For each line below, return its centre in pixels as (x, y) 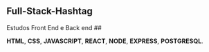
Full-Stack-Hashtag (49, 11)
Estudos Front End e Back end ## (54, 27)
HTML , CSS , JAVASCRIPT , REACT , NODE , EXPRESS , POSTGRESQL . (105, 41)
